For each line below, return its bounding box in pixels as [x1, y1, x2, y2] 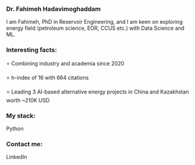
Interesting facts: [6, 46, 58, 54]
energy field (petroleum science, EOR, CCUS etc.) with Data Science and [6, 24, 185, 32]
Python [6, 124, 24, 132]
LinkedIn [6, 154, 27, 161]
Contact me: [6, 139, 43, 148]
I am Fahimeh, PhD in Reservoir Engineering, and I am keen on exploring [6, 18, 183, 26]
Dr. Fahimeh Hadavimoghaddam [6, 5, 101, 13]
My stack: [6, 111, 36, 120]
